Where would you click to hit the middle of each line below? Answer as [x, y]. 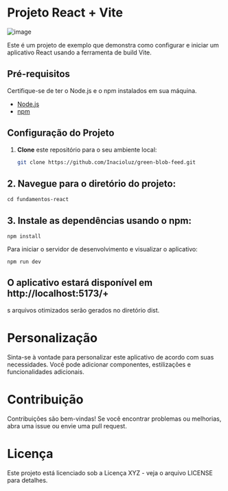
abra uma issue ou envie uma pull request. [67, 426]
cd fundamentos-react [38, 200]
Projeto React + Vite [65, 13]
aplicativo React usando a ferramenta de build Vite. [80, 52]
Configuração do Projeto [61, 133]
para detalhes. [27, 480]
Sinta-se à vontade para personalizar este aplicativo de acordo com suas [111, 357]
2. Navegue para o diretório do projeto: [92, 184]
